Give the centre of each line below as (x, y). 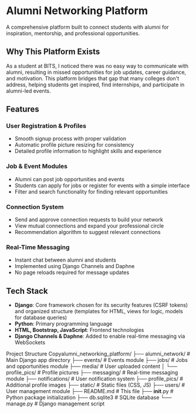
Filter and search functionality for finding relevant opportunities (91, 191)
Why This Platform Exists (53, 52)
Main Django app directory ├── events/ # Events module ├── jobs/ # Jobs (97, 360)
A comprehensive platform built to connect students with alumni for (87, 27)
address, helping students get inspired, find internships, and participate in (95, 84)
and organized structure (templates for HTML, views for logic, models (99, 312)
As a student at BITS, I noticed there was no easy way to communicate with (97, 66)
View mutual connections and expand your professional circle (89, 226)
